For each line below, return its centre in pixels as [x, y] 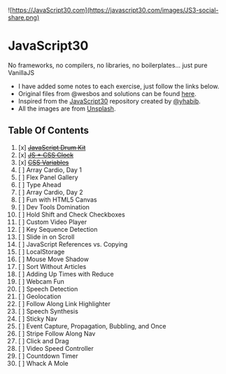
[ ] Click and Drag [43, 341]
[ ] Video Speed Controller [56, 348]
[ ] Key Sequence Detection [58, 229]
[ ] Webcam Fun [41, 281]
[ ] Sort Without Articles [52, 266]
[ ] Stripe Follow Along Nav [57, 333]
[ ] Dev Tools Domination [54, 207]
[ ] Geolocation [40, 296]
